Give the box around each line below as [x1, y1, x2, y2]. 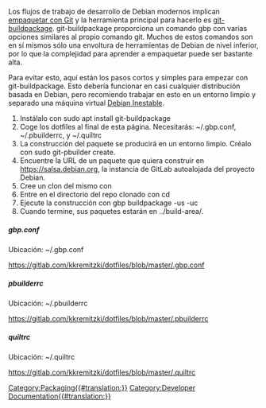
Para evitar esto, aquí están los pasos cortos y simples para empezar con [8, 73, 249, 82]
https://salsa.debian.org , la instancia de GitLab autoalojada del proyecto [19, 165, 256, 173]
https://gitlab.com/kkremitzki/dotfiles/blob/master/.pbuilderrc [8, 313, 209, 323]
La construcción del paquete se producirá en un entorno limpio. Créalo [19, 139, 252, 148]
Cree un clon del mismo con [19, 181, 113, 190]
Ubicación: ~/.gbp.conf [8, 244, 84, 254]
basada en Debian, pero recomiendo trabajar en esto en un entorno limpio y [8, 90, 256, 99]
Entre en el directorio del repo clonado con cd [19, 190, 171, 199]
